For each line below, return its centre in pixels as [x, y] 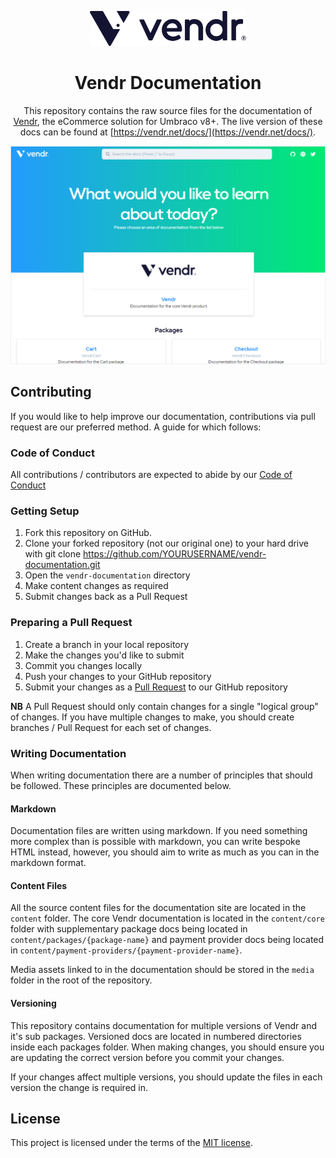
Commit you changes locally [83, 665]
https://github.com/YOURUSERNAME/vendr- [175, 554]
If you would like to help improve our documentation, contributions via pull [163, 416]
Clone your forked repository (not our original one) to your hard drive [167, 543]
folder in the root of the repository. [81, 980]
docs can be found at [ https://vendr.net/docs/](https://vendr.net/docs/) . [168, 132]
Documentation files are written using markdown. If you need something [159, 831]
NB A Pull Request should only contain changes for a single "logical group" [164, 706]
